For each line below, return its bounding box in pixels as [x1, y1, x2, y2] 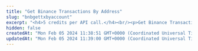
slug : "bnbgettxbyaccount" [6, 14, 72, 20]
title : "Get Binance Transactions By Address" [6, 8, 123, 15]
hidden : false [6, 25, 41, 31]
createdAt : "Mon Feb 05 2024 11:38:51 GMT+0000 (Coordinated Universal [6, 30, 186, 36]
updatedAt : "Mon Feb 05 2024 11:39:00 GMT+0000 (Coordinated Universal [6, 36, 186, 42]
